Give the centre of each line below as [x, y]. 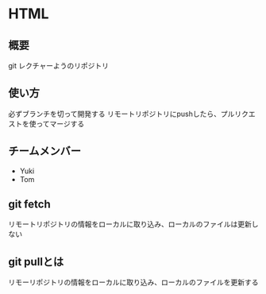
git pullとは [36, 262]
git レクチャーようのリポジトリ [59, 66]
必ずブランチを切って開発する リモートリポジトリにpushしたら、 [114, 114]
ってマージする [60, 123]
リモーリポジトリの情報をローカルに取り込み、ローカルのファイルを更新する [133, 282]
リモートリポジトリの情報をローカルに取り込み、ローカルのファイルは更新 [130, 224]
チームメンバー [45, 151]
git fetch [29, 205]
